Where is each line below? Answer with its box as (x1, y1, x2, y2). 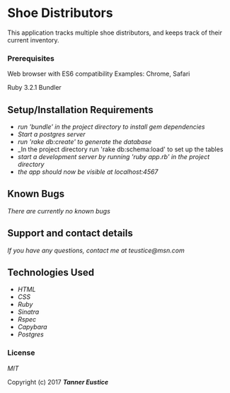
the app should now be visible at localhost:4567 (17, 168, 159, 176)
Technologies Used (7, 266, 94, 278)
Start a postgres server (17, 130, 86, 139)
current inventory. (7, 35, 59, 44)
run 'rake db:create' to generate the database (17, 138, 152, 146)
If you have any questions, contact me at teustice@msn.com (7, 246, 185, 254)
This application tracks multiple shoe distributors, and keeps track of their (7, 28, 223, 37)
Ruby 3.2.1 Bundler (7, 83, 62, 92)
